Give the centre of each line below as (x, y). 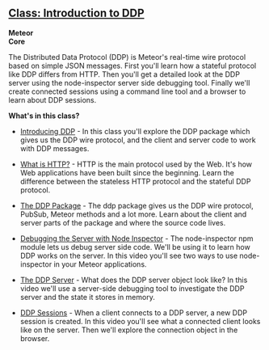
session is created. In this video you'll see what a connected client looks (140, 321)
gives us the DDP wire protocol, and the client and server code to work (138, 140)
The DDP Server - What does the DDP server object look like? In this (134, 280)
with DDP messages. (55, 148)
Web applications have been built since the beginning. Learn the (127, 172)
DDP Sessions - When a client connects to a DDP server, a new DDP (134, 312)
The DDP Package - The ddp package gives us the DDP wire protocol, (137, 205)
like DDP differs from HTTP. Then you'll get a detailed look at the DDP (124, 74)
